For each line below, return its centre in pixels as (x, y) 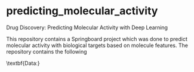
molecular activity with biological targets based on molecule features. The (97, 45)
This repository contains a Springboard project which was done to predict (97, 39)
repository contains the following (47, 51)
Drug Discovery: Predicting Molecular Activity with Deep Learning (87, 27)
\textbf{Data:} (23, 63)
